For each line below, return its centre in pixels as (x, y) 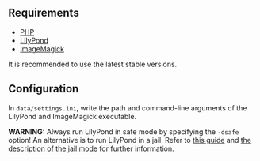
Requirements (44, 13)
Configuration (44, 89)
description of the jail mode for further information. (91, 148)
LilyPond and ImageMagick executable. (73, 116)
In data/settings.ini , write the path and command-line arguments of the (128, 108)
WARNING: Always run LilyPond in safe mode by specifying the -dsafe (124, 131)
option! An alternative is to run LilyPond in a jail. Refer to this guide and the (130, 140)
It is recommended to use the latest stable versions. (93, 64)
